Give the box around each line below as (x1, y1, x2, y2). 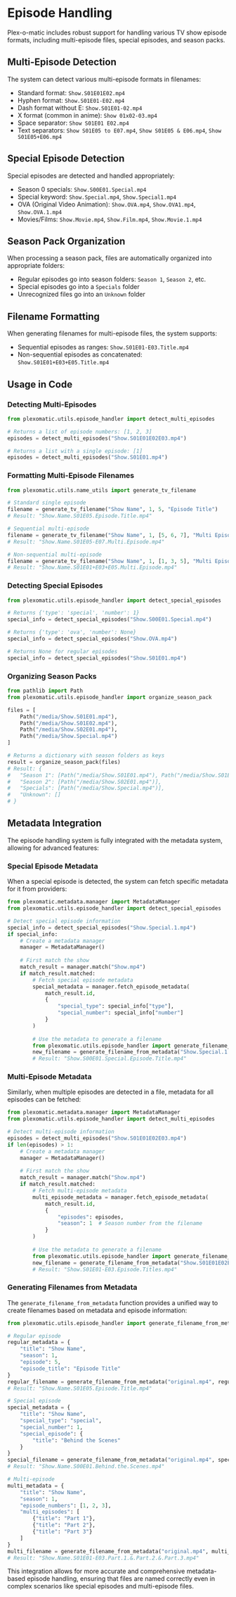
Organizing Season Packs (7, 671, 97, 681)
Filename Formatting (7, 310, 100, 322)
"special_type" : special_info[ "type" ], (57, 1003, 174, 1010)
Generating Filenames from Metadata (7, 1283, 138, 1293)
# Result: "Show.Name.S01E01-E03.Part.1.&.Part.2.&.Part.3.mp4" (7, 1554, 199, 1562)
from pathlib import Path (7, 687, 83, 695)
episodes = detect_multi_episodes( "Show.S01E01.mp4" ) (7, 454, 169, 461)
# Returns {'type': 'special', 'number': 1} (7, 610, 140, 617)
